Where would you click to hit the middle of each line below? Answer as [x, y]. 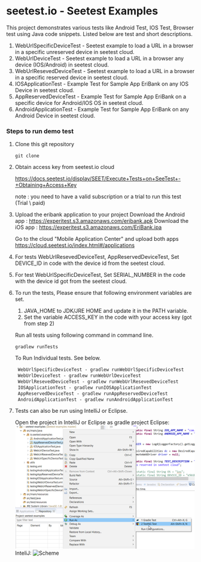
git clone [27, 156]
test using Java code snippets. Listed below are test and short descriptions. [100, 34]
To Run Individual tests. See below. [58, 358]
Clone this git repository [45, 144]
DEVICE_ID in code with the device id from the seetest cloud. [90, 263]
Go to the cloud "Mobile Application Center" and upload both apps [97, 239]
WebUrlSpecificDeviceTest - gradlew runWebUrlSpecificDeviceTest [101, 370]
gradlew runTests [36, 347]
